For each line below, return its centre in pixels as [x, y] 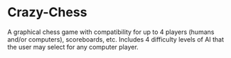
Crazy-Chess [47, 12]
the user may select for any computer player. [73, 47]
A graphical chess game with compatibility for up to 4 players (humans [111, 32]
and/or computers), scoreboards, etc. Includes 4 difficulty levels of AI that [116, 39]
